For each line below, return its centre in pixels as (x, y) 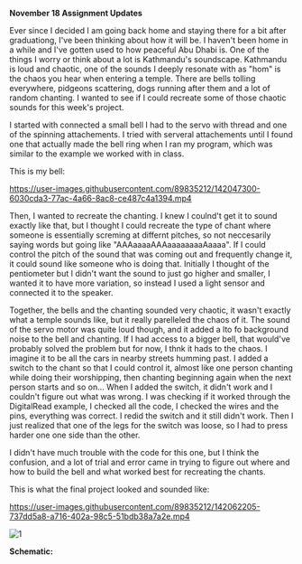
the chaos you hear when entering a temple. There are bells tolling (133, 79)
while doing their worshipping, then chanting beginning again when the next (151, 377)
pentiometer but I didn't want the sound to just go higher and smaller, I (140, 273)
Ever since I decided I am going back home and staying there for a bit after (148, 30)
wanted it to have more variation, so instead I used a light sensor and (137, 283)
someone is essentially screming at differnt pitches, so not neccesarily (140, 235)
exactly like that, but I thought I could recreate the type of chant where (140, 226)
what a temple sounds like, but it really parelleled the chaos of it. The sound (150, 320)
